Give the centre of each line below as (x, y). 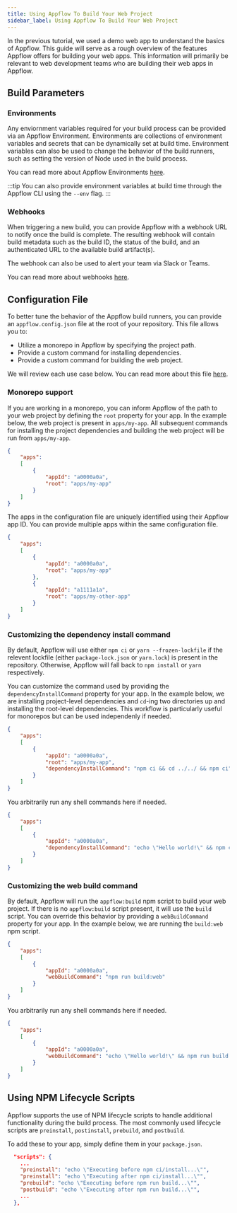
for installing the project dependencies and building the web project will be (116, 430)
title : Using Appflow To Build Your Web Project (80, 14)
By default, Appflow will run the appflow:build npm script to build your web (117, 901)
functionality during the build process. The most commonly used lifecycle (114, 1122)
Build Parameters (46, 93)
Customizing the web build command (73, 885)
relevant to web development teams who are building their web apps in (110, 63)
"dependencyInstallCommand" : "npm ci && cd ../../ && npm (132, 769)
